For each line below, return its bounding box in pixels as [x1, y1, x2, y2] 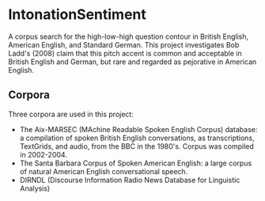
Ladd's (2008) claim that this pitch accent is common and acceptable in [8, 48, 243, 58]
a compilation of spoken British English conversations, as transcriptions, [19, 133, 255, 142]
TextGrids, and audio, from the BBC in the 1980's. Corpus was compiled [19, 141, 255, 151]
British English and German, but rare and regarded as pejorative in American [8, 57, 257, 66]
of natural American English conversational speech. [19, 166, 188, 176]
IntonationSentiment [8, 6, 146, 24]
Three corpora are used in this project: [8, 109, 134, 119]
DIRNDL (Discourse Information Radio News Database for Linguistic [19, 175, 240, 184]
